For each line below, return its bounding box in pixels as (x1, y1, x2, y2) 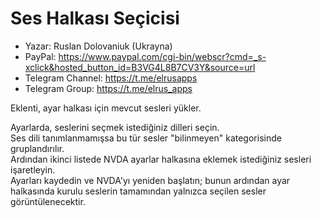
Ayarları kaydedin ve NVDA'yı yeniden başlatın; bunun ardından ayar (10, 174, 291, 186)
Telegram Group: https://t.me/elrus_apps (24, 82, 193, 94)
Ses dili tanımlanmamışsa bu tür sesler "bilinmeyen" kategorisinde (10, 132, 282, 144)
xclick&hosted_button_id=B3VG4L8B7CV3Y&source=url (24, 61, 256, 73)
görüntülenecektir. (10, 195, 86, 207)
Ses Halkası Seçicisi (10, 7, 180, 30)
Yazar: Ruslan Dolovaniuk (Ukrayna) (24, 40, 173, 52)
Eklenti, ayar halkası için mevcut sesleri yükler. (10, 102, 202, 114)
